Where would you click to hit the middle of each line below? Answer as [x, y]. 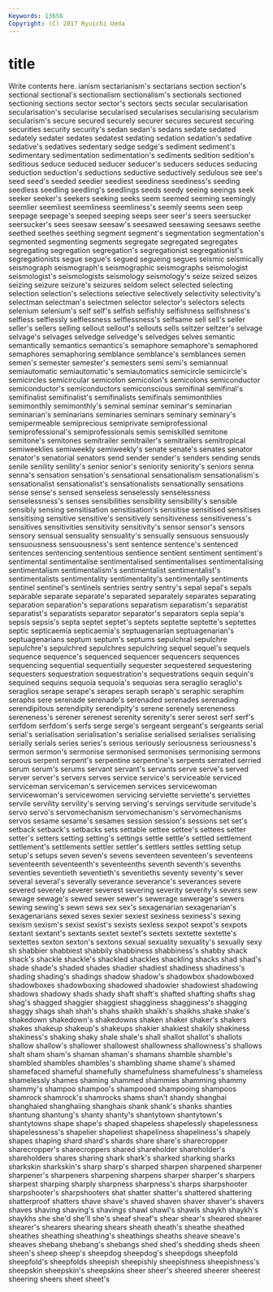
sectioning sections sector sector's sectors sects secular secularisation [128, 103]
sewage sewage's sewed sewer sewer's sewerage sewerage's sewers [127, 899]
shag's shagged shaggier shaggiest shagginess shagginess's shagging [128, 1002]
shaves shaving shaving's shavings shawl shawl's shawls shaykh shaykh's [133, 1210]
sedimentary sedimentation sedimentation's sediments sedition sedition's [132, 155]
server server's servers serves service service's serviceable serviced [125, 778]
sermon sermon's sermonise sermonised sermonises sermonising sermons [135, 752]
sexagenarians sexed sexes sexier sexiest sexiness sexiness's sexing [125, 916]
